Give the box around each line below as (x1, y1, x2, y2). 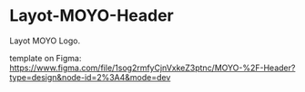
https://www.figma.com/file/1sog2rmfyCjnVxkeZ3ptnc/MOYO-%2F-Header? (9, 62, 296, 73)
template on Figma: (9, 52, 82, 63)
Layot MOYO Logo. (9, 35, 80, 46)
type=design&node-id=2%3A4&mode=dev (9, 71, 171, 82)
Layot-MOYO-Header (9, 5, 175, 26)
